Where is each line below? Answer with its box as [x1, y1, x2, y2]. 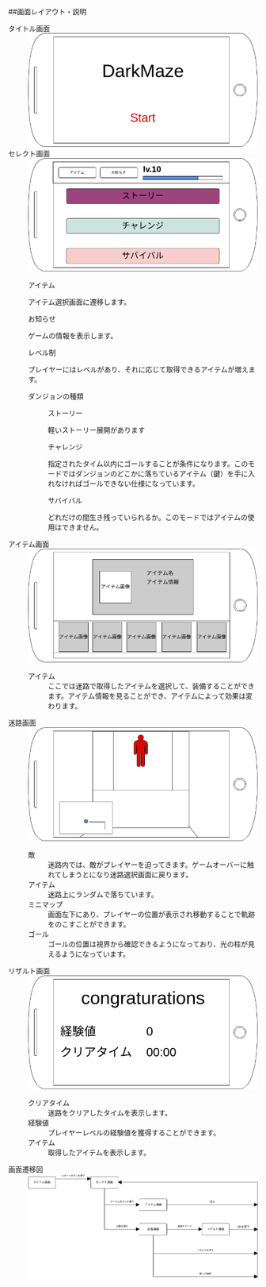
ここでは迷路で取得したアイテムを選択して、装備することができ [47, 681, 255, 691]
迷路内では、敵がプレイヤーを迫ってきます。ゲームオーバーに [47, 860, 248, 869]
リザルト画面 [8, 965, 50, 975]
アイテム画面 [8, 539, 50, 549]
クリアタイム [28, 1098, 70, 1108]
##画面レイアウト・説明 [8, 7, 87, 16]
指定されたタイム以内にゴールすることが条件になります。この [47, 459, 249, 468]
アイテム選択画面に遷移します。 [28, 297, 131, 307]
